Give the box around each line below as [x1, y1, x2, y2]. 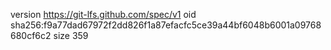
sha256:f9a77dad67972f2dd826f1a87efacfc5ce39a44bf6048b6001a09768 [10, 19, 322, 31]
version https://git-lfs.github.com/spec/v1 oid [10, 9, 197, 20]
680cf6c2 [10, 30, 52, 41]
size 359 [53, 30, 89, 41]
